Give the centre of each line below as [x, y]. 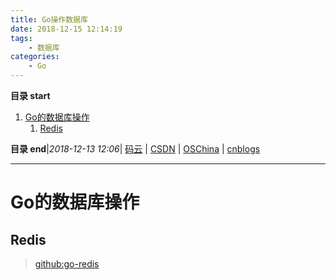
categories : [35, 57]
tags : [21, 38]
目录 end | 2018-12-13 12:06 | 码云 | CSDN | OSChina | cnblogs [135, 149]
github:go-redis [67, 264]
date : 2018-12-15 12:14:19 [66, 29]
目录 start [30, 95]
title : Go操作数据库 [49, 19]
